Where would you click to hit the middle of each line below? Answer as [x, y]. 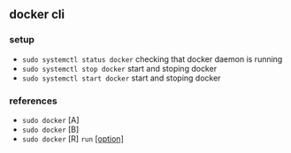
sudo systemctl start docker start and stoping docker [121, 78]
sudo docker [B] [50, 129]
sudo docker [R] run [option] [73, 138]
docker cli [37, 15]
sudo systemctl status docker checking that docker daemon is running [152, 59]
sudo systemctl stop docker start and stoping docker [119, 68]
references [33, 101]
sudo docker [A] [50, 119]
